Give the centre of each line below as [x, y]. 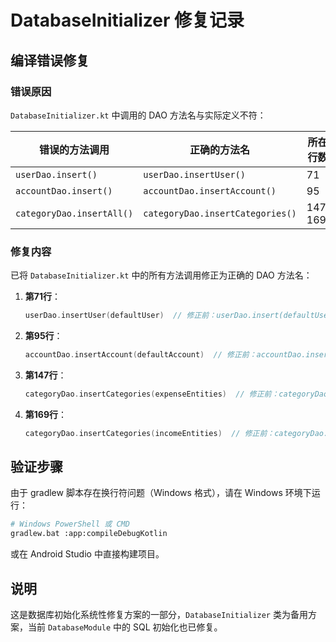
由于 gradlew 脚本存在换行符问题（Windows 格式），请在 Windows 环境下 [161, 493]
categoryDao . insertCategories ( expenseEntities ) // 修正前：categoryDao [176, 394]
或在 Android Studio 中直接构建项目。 [87, 554]
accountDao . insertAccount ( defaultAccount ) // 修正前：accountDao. [165, 355]
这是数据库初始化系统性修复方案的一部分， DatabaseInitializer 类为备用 [159, 615]
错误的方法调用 [74, 149]
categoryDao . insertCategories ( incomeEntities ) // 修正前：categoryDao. [176, 433]
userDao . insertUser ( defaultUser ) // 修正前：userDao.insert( [154, 316]
